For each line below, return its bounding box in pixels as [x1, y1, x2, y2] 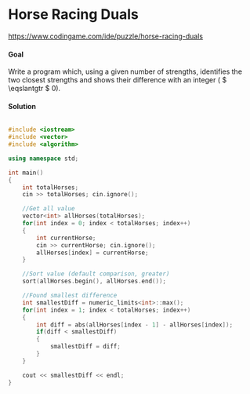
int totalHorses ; [22, 183, 79, 192]
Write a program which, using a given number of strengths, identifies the [8, 67, 243, 76]
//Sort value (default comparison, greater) [22, 270, 170, 278]
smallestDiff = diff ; [49, 343, 121, 351]
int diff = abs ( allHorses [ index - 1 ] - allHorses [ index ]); [36, 320, 234, 329]
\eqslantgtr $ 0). [8, 84, 61, 93]
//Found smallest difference [22, 292, 118, 300]
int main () [8, 169, 44, 177]
